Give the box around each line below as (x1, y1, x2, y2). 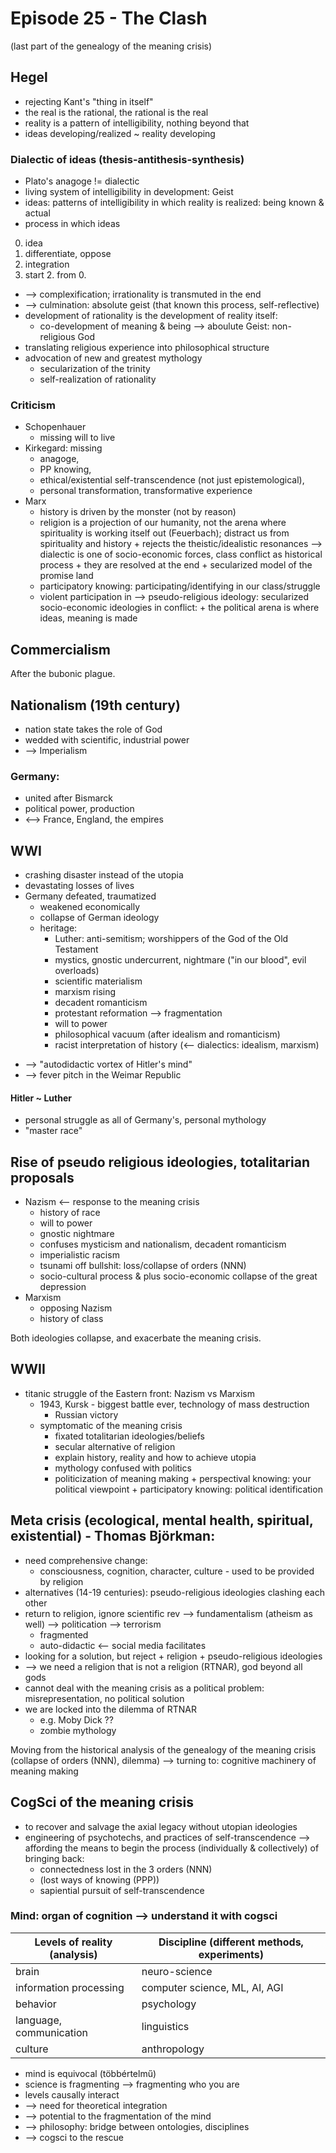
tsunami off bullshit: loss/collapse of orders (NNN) (39, 1260, 247, 1272)
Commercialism (10, 641, 111, 658)
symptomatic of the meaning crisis (39, 1419, 183, 1431)
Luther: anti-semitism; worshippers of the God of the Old (54, 933, 289, 945)
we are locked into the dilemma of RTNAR (24, 1703, 197, 1715)
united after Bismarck (24, 792, 114, 804)
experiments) (198, 1947, 264, 1961)
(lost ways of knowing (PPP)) (39, 1873, 160, 1886)
